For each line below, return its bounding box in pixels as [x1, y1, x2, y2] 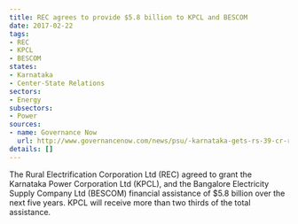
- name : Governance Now [9, 128, 98, 137]
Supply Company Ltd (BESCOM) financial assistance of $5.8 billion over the [9, 188, 286, 198]
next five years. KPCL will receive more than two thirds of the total [9, 197, 251, 208]
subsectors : [9, 104, 53, 112]
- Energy [9, 95, 42, 104]
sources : [9, 120, 42, 129]
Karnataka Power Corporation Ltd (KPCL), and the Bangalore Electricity [9, 178, 270, 189]
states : [9, 63, 38, 72]
